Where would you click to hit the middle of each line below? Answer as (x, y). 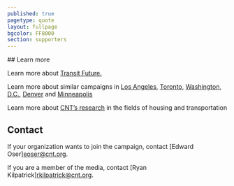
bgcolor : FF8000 (31, 33)
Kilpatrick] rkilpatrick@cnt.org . (51, 175)
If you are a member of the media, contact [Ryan (77, 167)
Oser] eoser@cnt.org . (38, 154)
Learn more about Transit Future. (55, 73)
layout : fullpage (32, 27)
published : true (31, 14)
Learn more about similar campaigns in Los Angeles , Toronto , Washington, (115, 87)
